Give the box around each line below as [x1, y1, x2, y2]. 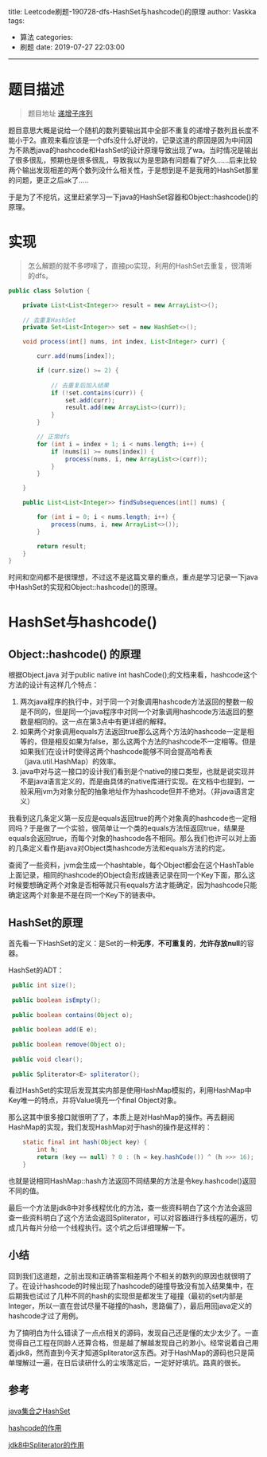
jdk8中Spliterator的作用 [8, 1439, 85, 1449]
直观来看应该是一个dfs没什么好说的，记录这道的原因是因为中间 [40, 135, 246, 145]
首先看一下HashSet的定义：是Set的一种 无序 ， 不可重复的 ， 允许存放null [8, 939, 241, 948]
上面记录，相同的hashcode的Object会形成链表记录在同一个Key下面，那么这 [8, 870, 256, 880]
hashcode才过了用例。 [8, 1310, 83, 1321]
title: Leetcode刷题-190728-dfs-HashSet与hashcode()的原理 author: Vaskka [8, 7, 257, 16]
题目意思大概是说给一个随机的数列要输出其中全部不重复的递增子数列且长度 [8, 125, 252, 135]
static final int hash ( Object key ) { [22, 1138, 148, 1146]
